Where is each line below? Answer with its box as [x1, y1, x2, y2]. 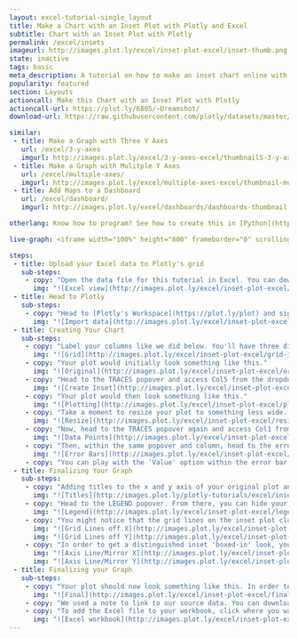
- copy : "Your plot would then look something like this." [25, 392, 248, 400]
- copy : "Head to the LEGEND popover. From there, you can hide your [25, 499, 288, 508]
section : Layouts [9, 87, 74, 96]
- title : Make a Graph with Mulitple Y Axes [12, 161, 180, 170]
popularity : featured [9, 79, 90, 88]
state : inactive [9, 54, 69, 63]
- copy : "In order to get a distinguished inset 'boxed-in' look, [25, 540, 276, 550]
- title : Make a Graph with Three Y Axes [12, 137, 169, 146]
